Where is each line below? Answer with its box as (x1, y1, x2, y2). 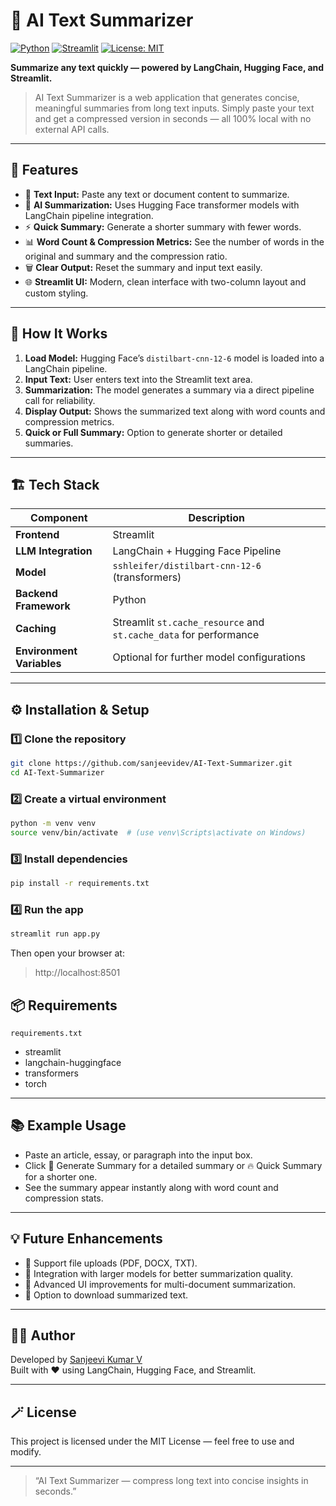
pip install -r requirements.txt (10, 879, 150, 889)
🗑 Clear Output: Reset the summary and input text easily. (24, 261, 263, 273)
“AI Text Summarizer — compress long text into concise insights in (34, 1475, 309, 1487)
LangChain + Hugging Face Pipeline (112, 544, 282, 558)
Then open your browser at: (10, 947, 125, 959)
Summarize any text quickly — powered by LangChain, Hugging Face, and (10, 61, 325, 73)
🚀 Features (10, 162, 79, 179)
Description (188, 511, 245, 525)
